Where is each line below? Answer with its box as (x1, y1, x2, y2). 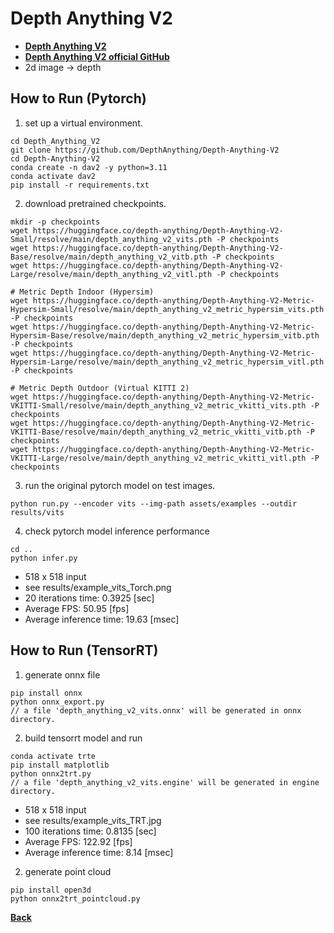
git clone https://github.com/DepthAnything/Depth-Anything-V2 (10, 145, 280, 155)
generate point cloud (24, 865, 112, 877)
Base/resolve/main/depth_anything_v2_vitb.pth (10, 252, 208, 262)
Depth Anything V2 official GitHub (24, 50, 170, 62)
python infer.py (10, 553, 78, 563)
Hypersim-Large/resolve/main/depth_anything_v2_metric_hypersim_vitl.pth (10, 357, 325, 367)
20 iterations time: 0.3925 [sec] (24, 592, 155, 604)
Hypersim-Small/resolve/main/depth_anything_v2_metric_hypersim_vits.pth (10, 304, 325, 314)
